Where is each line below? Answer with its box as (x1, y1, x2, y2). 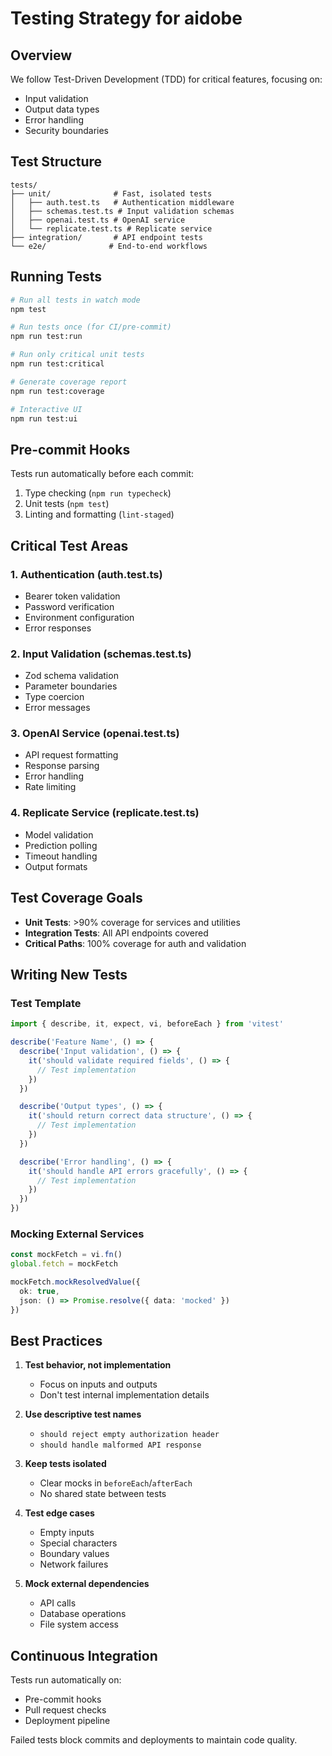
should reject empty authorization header (39, 1430, 220, 1440)
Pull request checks (24, 1704, 107, 1716)
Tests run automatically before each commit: (10, 468, 195, 480)
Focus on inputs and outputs (39, 1378, 158, 1391)
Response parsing (24, 760, 100, 772)
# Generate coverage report (10, 377, 128, 387)
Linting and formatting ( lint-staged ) (24, 508, 175, 521)
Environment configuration (24, 611, 135, 623)
